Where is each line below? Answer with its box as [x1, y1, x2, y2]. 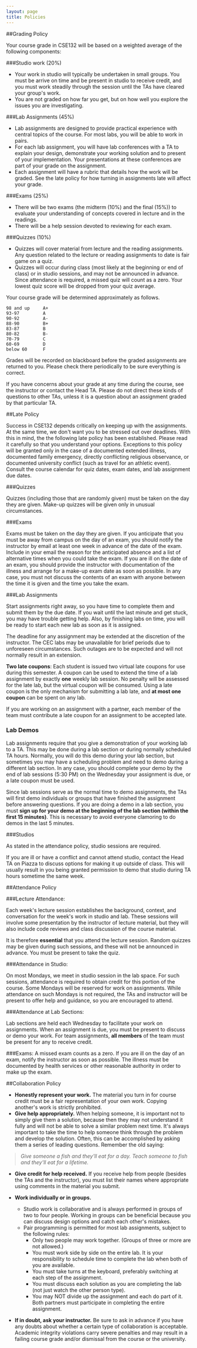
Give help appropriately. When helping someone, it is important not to [14, 1110, 185, 1117]
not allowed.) [32, 1243, 64, 1250]
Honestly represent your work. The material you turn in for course [14, 1091, 176, 1098]
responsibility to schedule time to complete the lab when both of [32, 1255, 188, 1262]
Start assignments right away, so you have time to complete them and [6, 603, 175, 610]
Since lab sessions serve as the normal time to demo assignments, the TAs [6, 788, 187, 795]
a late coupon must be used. [6, 776, 75, 784]
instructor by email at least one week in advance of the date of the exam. [6, 542, 182, 549]
